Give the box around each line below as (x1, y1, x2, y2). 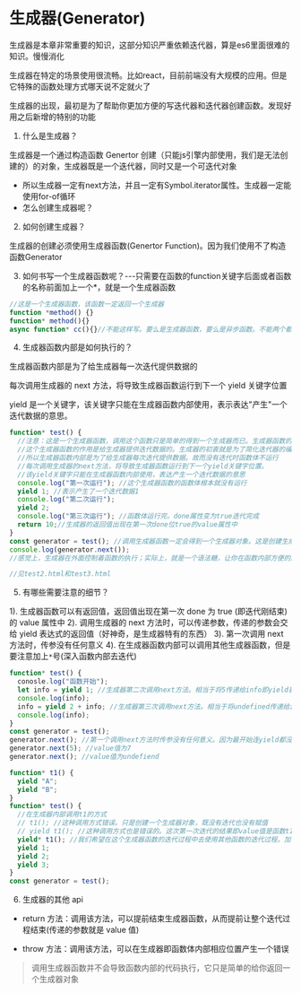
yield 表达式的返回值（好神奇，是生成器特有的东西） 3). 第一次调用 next (19, 629, 284, 640)
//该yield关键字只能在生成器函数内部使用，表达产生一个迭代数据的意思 (17, 470, 246, 479)
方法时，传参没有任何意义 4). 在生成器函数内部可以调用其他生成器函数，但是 (9, 640, 291, 650)
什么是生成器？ (21, 130, 78, 141)
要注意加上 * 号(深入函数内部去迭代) (9, 651, 137, 662)
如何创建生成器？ (21, 221, 86, 231)
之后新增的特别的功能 (16, 111, 96, 122)
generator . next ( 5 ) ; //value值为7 (9, 744, 132, 753)
